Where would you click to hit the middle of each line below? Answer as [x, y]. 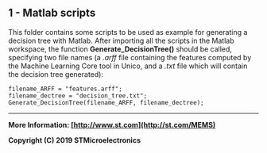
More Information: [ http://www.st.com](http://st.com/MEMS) [112, 124]
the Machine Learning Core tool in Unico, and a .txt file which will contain [128, 66]
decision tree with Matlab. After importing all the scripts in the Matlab [121, 40]
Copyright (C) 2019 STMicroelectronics [75, 140]
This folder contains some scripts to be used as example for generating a [128, 32]
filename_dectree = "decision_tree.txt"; [78, 96]
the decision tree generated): [56, 74]
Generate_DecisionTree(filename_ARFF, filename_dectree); [106, 102]
